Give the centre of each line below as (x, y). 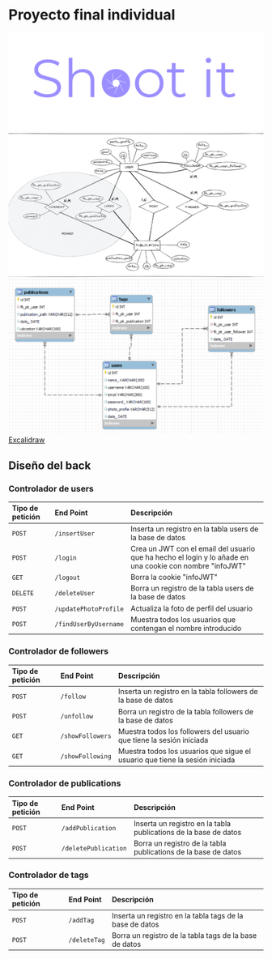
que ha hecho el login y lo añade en (190, 557)
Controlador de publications (65, 783)
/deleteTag (87, 940)
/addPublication (89, 829)
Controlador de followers (59, 651)
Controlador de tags (49, 875)
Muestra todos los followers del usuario (184, 731)
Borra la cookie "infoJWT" (174, 578)
